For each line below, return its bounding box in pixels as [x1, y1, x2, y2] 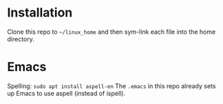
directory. [7, 34, 34, 43]
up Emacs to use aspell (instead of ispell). [7, 89, 126, 97]
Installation [7, 5, 73, 21]
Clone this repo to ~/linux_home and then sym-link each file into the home [7, 28, 216, 36]
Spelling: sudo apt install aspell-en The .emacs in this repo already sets [7, 81, 216, 90]
